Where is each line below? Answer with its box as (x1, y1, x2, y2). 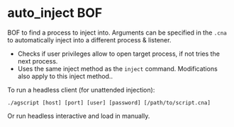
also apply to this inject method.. (17, 72, 113, 80)
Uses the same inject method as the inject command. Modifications (17, 64, 218, 73)
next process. (17, 56, 58, 65)
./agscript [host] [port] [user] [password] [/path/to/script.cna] (7, 99, 211, 107)
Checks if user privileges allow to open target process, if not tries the (17, 49, 220, 58)
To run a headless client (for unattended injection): (7, 85, 155, 94)
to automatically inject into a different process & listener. (7, 35, 172, 44)
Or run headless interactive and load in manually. (7, 111, 150, 120)
